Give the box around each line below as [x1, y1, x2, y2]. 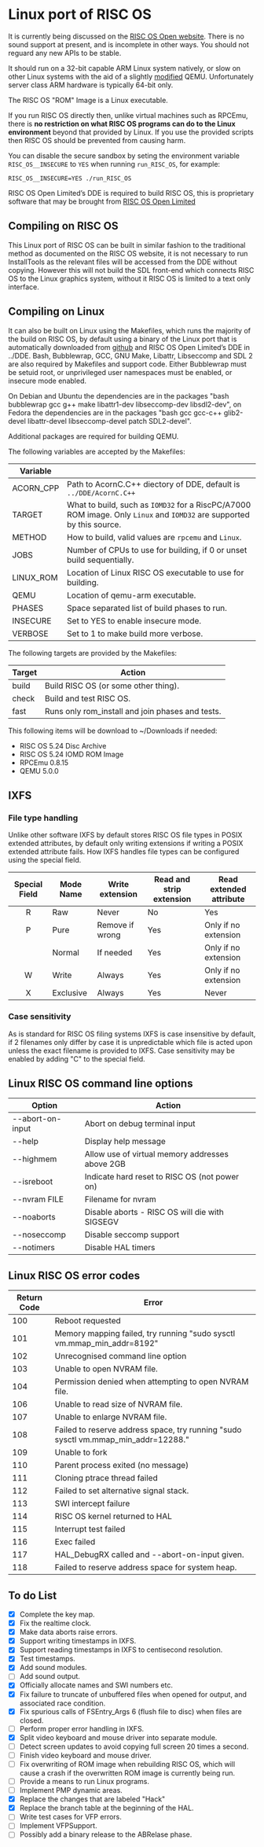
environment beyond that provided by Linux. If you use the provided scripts [8, 127, 254, 137]
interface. [8, 281, 39, 292]
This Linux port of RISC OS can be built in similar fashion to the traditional [8, 240, 246, 249]
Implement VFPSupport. [19, 1821, 97, 1830]
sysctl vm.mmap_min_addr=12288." [54, 1434, 190, 1445]
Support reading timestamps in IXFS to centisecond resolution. [19, 1645, 223, 1654]
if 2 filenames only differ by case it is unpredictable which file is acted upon [8, 1037, 253, 1047]
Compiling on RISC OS [8, 219, 119, 233]
